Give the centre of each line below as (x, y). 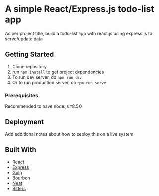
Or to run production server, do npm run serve (59, 82)
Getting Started (30, 55)
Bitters (19, 188)
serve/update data (24, 39)
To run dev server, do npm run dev (47, 77)
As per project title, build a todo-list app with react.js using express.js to (79, 33)
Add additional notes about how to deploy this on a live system (69, 134)
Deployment (25, 122)
